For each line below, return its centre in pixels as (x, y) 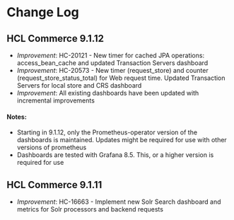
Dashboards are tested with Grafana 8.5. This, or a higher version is (115, 155)
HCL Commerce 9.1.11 (54, 185)
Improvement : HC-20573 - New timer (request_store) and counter (113, 70)
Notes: (17, 117)
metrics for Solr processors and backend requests (90, 209)
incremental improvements (55, 100)
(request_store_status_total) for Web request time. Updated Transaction (121, 78)
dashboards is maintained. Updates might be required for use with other (122, 140)
